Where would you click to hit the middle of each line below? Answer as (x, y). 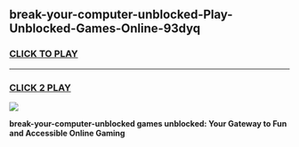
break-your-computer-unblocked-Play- (121, 15)
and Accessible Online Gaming (67, 133)
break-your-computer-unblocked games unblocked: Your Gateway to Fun (148, 123)
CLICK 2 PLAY (40, 87)
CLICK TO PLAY (44, 54)
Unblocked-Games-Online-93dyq (105, 29)
